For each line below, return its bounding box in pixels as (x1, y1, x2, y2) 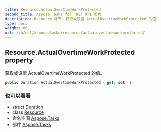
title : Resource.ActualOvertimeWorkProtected (5, 7, 101, 12)
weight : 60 (5, 26, 28, 31)
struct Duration (12, 104, 43, 110)
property (5, 56, 33, 65)
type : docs (5, 21, 28, 26)
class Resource (12, 109, 44, 115)
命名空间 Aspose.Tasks (12, 115, 60, 121)
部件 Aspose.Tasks (12, 121, 51, 127)
